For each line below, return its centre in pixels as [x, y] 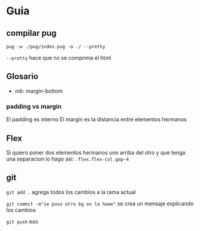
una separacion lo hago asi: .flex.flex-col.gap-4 [68, 159]
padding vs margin [34, 106]
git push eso [22, 221]
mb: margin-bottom [39, 91]
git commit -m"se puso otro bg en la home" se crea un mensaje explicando [100, 204]
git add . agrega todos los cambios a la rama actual [71, 192]
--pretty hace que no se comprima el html [59, 58]
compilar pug [31, 33]
